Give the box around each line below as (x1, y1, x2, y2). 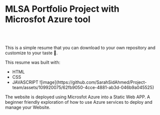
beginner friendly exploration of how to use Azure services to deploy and (5, 99, 153, 105)
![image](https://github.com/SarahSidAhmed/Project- (39, 79, 147, 85)
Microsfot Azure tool (5, 14, 91, 25)
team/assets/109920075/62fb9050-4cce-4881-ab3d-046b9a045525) (12, 84, 154, 90)
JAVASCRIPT (12, 79, 39, 85)
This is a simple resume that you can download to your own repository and (5, 45, 156, 50)
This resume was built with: (5, 59, 61, 65)
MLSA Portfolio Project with (5, 3, 120, 15)
